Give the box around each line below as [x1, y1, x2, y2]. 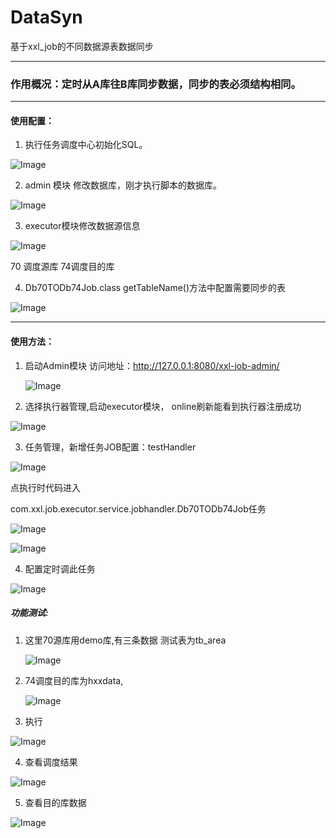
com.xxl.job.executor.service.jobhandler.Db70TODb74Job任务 [10, 502, 267, 515]
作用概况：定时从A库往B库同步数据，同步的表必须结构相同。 [10, 77, 302, 91]
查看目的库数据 [24, 796, 87, 808]
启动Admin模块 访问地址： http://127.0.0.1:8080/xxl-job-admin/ [24, 359, 280, 371]
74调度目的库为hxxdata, [24, 674, 124, 686]
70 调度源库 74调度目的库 [10, 261, 115, 273]
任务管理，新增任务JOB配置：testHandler [24, 441, 197, 453]
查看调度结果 [24, 756, 78, 768]
